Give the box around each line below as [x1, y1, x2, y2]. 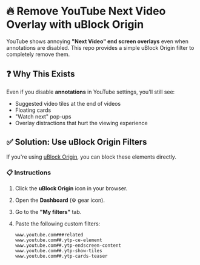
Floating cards [15, 106, 52, 114]
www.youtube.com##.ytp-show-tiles [15, 247, 102, 253]
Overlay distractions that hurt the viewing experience [15, 119, 148, 126]
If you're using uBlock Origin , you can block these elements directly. [6, 153, 177, 160]
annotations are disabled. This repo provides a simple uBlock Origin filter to [6, 44, 195, 51]
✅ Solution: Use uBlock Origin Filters [6, 137, 147, 147]
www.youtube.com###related [15, 232, 84, 238]
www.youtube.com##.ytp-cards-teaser [15, 253, 108, 259]
